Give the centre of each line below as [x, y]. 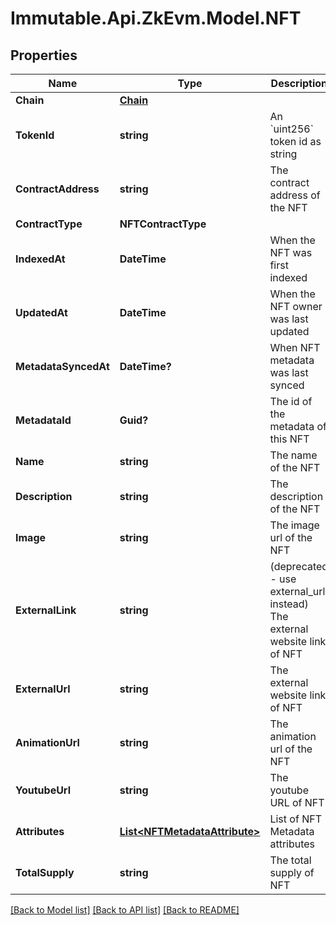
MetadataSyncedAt [62, 366]
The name [293, 455]
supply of [292, 872]
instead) [289, 604]
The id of [291, 401]
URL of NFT [297, 802]
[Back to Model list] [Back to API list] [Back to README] [125, 910]
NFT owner [296, 306]
